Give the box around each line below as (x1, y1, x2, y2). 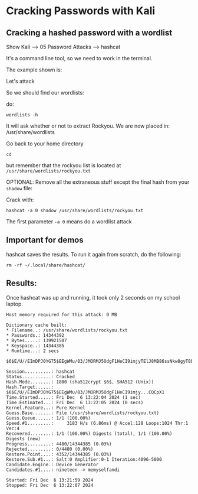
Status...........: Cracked (6, 373, 75, 379)
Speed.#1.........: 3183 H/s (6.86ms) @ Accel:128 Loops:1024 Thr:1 (6, 420, 189, 426)
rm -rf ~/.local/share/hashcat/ (6, 262, 85, 268)
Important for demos (6, 235, 84, 245)
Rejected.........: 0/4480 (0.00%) (6, 446, 94, 452)
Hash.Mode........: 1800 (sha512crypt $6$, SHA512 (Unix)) (6, 379, 154, 385)
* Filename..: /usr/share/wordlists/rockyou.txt (6, 327, 128, 333)
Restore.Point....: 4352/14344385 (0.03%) (6, 451, 112, 457)
